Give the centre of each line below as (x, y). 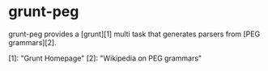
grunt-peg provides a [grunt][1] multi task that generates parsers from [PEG (134, 34)
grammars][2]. (32, 42)
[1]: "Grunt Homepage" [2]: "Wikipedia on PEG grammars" (105, 58)
